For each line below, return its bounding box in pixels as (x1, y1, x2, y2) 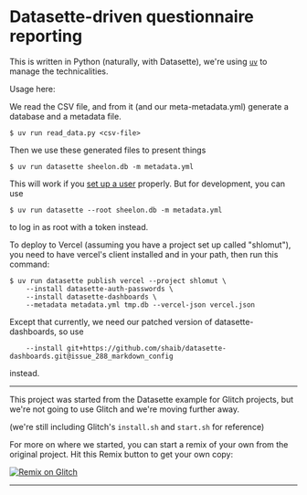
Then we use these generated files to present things (9, 144, 206, 155)
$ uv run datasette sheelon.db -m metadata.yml (9, 162, 195, 171)
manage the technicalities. (9, 66, 109, 77)
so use (58, 326, 84, 337)
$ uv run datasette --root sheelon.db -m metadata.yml (9, 205, 223, 215)
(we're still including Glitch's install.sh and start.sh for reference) (9, 421, 265, 432)
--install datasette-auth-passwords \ (26, 284, 174, 293)
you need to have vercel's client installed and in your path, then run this (9, 248, 279, 259)
